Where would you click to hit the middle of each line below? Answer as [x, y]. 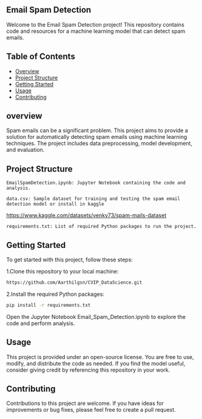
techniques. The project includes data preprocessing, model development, [99, 143]
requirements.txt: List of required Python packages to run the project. [102, 227]
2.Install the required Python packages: [56, 294]
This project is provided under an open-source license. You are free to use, [100, 357]
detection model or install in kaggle [55, 204]
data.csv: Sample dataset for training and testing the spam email [93, 199]
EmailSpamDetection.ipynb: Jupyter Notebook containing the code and [96, 183]
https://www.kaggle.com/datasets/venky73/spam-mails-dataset [86, 215]
